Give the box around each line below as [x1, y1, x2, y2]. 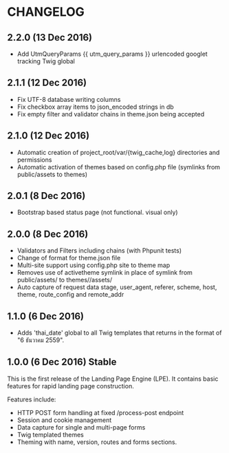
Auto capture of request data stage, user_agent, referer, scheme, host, [17, 283, 217, 291]
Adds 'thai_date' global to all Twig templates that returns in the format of [17, 328, 222, 337]
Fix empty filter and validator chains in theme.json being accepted [17, 109, 205, 118]
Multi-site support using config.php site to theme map [17, 261, 171, 269]
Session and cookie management [17, 416, 112, 424]
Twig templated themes [17, 430, 84, 439]
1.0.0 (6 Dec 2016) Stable [7, 356, 117, 368]
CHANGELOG [7, 4, 85, 20]
